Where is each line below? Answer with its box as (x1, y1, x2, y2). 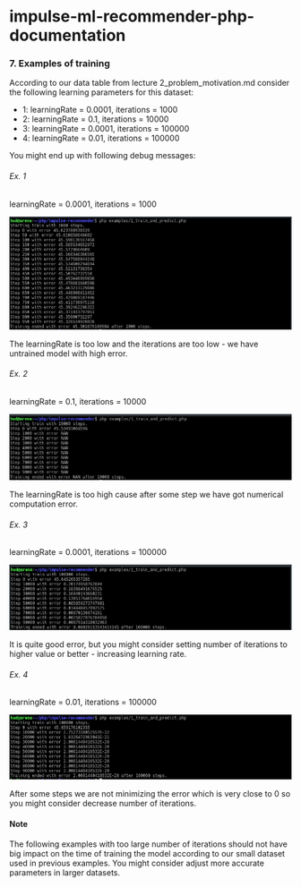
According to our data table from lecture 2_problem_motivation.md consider (9, 78, 290, 89)
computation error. (9, 499, 79, 509)
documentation (9, 25, 126, 46)
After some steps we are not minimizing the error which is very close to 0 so (9, 789, 291, 799)
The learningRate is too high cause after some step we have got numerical (9, 489, 284, 499)
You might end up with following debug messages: (9, 150, 196, 161)
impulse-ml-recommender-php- (9, 6, 255, 27)
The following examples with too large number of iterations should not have (9, 839, 288, 849)
